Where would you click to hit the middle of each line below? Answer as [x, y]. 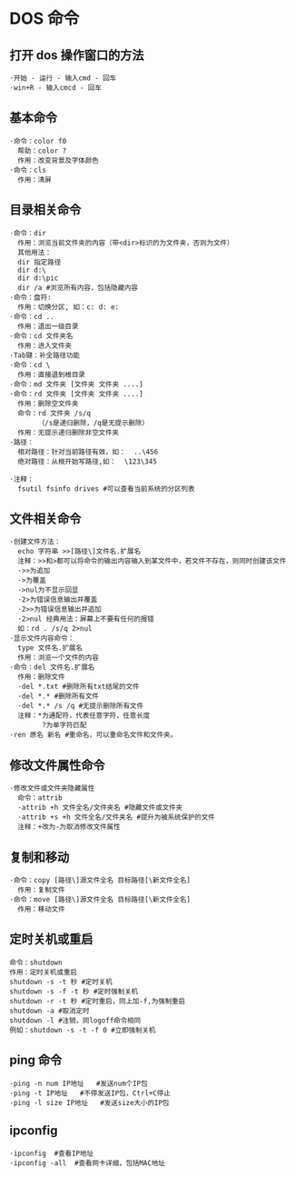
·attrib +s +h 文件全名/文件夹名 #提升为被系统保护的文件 [116, 818]
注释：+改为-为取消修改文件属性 [69, 827]
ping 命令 [36, 1060]
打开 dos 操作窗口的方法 [77, 55]
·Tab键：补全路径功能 [44, 355]
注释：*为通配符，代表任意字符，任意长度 [84, 716]
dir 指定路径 [39, 262]
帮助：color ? [42, 151]
